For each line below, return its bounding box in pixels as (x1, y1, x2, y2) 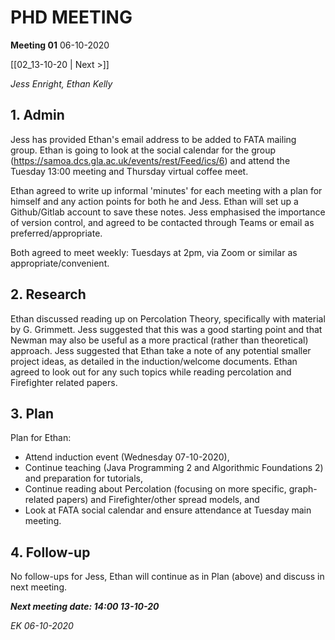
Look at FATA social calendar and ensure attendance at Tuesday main (24, 504, 312, 516)
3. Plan (10, 405, 55, 422)
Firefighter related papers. (10, 376, 118, 388)
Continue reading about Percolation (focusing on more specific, (24, 483, 287, 495)
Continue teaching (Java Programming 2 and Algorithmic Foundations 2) (24, 462, 324, 474)
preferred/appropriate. (10, 227, 103, 239)
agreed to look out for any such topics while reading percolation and (10, 366, 292, 378)
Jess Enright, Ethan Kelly (10, 77, 113, 90)
